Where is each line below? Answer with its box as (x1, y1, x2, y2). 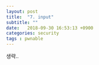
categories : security (6, 30, 60, 36)
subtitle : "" (6, 19, 38, 25)
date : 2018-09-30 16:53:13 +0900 (6, 25, 94, 31)
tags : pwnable (6, 36, 44, 42)
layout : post (6, 8, 38, 15)
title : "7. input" (6, 14, 54, 20)
